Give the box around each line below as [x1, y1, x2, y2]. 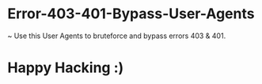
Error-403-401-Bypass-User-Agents [7, 5, 255, 23]
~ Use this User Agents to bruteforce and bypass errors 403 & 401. [7, 31, 226, 40]
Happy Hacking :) [7, 59, 124, 77]
